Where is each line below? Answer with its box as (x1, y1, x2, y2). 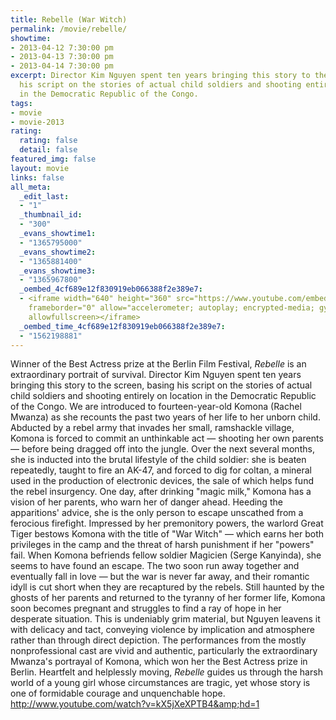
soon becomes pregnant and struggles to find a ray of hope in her (10, 602, 282, 615)
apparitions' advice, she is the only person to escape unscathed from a (10, 507, 304, 519)
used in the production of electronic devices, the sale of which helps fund (10, 475, 314, 487)
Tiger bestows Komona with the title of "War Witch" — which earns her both (10, 528, 325, 540)
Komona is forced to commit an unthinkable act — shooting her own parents (10, 432, 324, 445)
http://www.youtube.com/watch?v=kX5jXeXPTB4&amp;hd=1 (10, 698, 260, 710)
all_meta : (10, 182, 52, 192)
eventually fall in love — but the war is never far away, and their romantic (10, 571, 310, 583)
